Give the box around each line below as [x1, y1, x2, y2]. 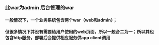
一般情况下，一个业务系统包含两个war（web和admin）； [5, 17, 117, 22]
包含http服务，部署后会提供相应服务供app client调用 [5, 35, 111, 41]
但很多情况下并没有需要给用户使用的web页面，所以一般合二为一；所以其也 [5, 29, 154, 34]
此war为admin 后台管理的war [5, 4, 74, 11]
